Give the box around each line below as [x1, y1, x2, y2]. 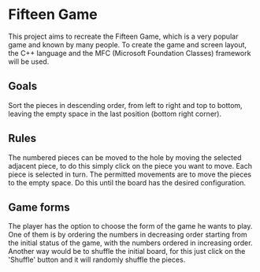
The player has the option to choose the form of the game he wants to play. [8, 222, 253, 231]
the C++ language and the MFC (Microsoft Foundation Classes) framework [8, 48, 251, 58]
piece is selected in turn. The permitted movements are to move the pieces [8, 170, 252, 179]
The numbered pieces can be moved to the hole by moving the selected [8, 152, 242, 162]
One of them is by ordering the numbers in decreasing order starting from [8, 230, 248, 240]
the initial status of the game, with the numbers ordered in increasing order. [8, 238, 253, 248]
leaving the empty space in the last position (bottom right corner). [8, 109, 222, 118]
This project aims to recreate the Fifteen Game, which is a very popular [8, 32, 239, 41]
